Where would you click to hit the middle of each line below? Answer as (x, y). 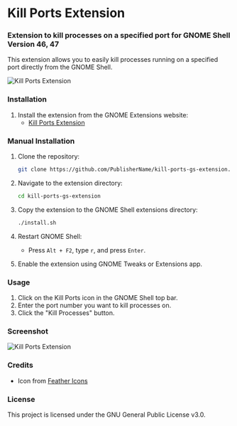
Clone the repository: (49, 156)
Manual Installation (41, 141)
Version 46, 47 (33, 44)
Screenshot (28, 331)
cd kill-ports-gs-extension (59, 196)
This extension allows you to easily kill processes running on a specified (113, 60)
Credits (20, 366)
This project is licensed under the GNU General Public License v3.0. (106, 415)
